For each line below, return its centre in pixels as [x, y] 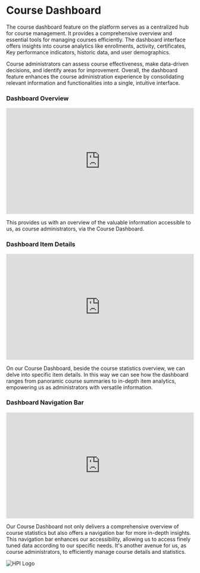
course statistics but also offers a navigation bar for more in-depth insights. [99, 533]
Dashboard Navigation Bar [45, 402]
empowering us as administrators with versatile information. [79, 387]
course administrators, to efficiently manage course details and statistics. [96, 552]
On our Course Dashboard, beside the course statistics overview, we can [96, 368]
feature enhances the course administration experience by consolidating [95, 76]
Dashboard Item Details [41, 244]
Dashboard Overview [37, 98]
